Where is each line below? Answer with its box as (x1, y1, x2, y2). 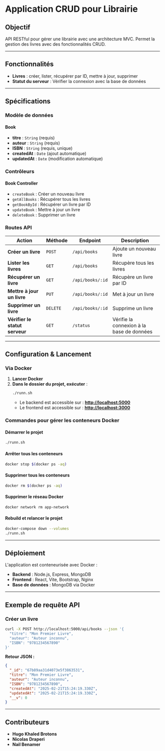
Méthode (46, 237, 68, 244)
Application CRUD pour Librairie (5, 3, 138, 15)
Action (16, 237, 33, 244)
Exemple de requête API (5, 601, 80, 609)
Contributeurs (5, 718, 50, 726)
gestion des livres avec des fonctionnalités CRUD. (5, 41, 106, 47)
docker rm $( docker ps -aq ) (5, 483, 63, 488)
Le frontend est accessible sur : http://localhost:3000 (19, 405, 131, 411)
